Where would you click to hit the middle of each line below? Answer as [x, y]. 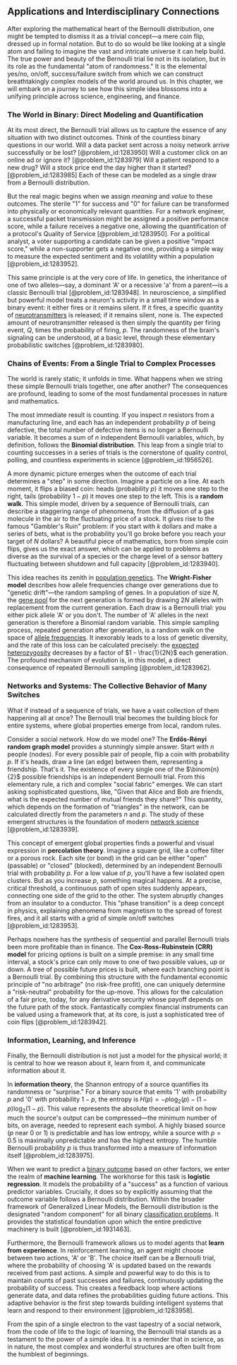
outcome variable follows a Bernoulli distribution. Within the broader [106, 1199]
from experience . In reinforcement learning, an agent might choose [106, 1250]
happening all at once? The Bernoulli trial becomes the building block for [113, 717]
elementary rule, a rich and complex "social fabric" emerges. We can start [115, 784]
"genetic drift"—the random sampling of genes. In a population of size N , [113, 592]
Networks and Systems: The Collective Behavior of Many [107, 686]
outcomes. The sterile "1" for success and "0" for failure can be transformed [118, 204]
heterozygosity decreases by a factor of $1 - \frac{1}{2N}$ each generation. [118, 652]
